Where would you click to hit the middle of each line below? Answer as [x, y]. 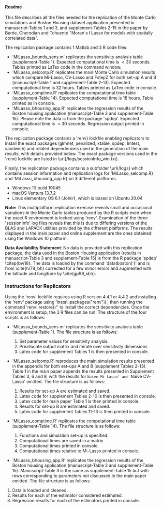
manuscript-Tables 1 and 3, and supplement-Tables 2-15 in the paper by [76, 28]
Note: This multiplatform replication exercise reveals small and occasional [79, 208]
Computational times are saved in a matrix [61, 440]
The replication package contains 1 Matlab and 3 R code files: [66, 47]
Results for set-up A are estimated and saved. [65, 391]
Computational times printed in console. [59, 446]
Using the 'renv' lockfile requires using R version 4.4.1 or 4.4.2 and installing [81, 297]
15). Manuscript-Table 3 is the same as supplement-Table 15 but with [80, 470]
